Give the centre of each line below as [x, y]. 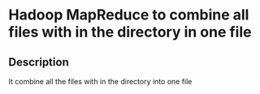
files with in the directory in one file [130, 32]
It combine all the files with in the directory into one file [100, 81]
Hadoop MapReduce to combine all [129, 15]
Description [39, 62]
